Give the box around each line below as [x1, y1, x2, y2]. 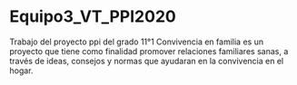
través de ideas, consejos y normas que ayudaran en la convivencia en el [9, 55, 284, 66]
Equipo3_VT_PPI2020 [9, 6, 177, 27]
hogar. [9, 65, 34, 76]
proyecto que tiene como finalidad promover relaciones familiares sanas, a [9, 45, 289, 56]
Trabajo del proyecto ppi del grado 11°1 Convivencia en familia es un [9, 36, 264, 47]
